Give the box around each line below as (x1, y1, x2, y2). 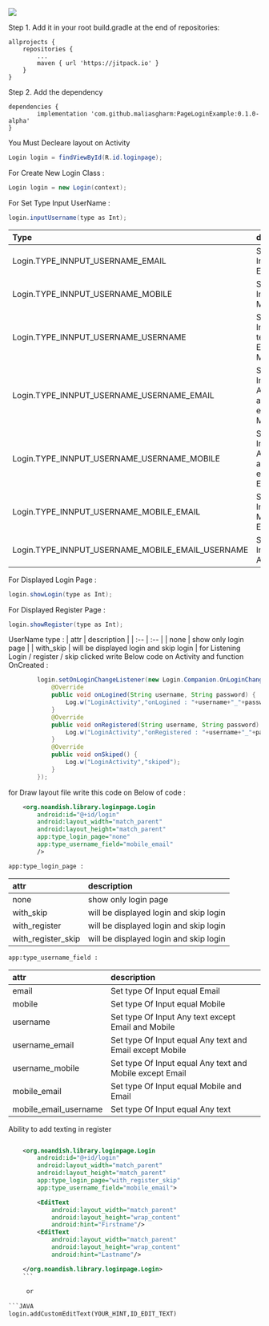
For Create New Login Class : (8, 168, 105, 177)
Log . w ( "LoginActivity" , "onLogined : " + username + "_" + (65, 698, 246, 706)
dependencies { (8, 103, 59, 111)
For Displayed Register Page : (8, 604, 106, 614)
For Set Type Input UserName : (8, 197, 110, 208)
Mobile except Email (110, 1068, 187, 1079)
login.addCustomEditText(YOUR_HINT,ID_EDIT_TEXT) (8, 1310, 178, 1318)
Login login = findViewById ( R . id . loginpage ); (8, 153, 163, 161)
